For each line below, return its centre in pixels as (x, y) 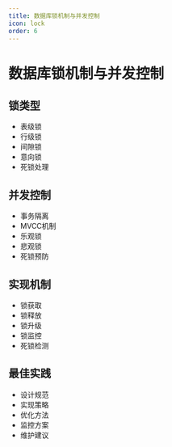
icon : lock (27, 23)
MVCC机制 (38, 226)
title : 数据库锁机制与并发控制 (54, 16)
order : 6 (23, 31)
